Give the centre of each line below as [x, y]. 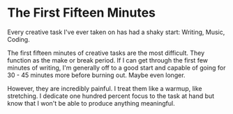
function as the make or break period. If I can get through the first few [107, 60]
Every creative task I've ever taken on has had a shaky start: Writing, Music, [116, 32]
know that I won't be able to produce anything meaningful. [91, 103]
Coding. [18, 39]
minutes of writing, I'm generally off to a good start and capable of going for [116, 67]
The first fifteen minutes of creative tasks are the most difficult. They [106, 53]
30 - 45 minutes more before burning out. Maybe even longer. [97, 75]
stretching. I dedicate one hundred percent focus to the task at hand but [111, 96]
